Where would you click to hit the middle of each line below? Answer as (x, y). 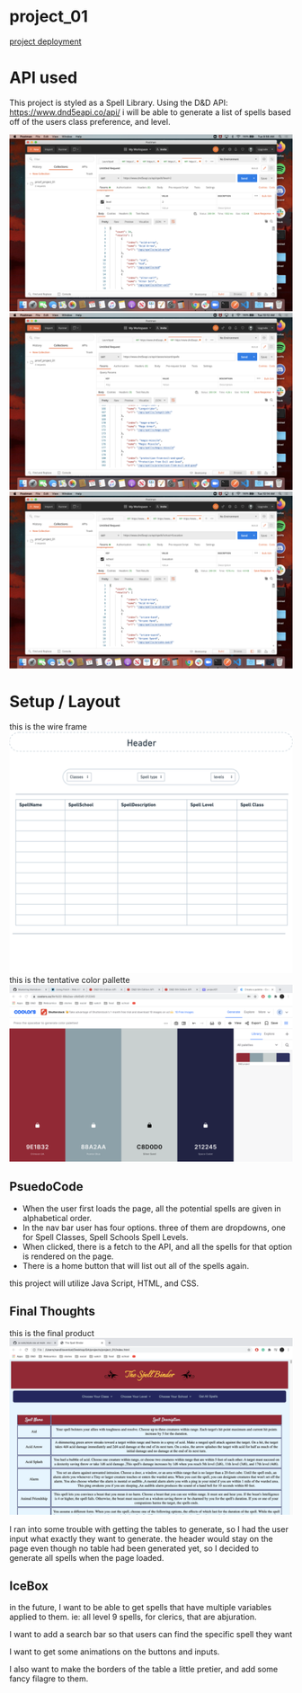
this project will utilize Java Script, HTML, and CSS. (104, 1283)
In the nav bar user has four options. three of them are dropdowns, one (154, 1228)
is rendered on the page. (68, 1256)
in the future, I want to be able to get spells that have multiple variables (141, 1608)
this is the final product (52, 1333)
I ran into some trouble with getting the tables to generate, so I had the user (149, 1529)
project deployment (46, 41)
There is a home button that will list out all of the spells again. (136, 1265)
